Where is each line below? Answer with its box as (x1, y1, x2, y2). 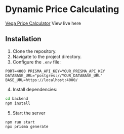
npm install (5, 101, 30, 106)
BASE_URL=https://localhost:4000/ (5, 77, 78, 83)
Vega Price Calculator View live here (5, 20, 81, 26)
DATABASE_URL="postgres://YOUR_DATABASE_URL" (5, 73, 103, 78)
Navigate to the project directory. (12, 53, 82, 59)
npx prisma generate (5, 124, 49, 129)
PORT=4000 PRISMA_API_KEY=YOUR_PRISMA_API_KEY (5, 69, 105, 74)
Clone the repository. (12, 48, 57, 54)
